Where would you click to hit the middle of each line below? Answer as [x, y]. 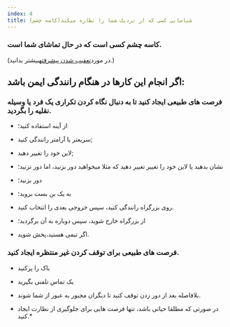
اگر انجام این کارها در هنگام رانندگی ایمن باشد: [96, 82]
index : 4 [20, 14]
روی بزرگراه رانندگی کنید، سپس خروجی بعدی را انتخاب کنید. [96, 207]
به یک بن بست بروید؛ [44, 194]
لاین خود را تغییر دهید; [45, 153]
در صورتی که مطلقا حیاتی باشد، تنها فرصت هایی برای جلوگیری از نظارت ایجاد [118, 308]
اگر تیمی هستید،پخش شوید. [53, 235]
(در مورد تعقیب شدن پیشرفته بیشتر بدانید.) [61, 60]
